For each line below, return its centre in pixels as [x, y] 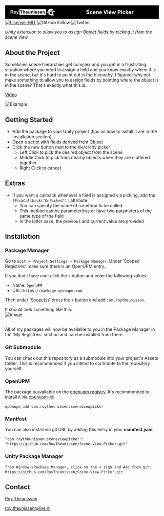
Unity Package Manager [34, 456]
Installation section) [32, 136]
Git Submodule [23, 347]
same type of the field [41, 216]
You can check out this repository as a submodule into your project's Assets [82, 358]
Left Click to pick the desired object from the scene [71, 152]
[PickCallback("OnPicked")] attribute [50, 200]
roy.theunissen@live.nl [28, 508]
